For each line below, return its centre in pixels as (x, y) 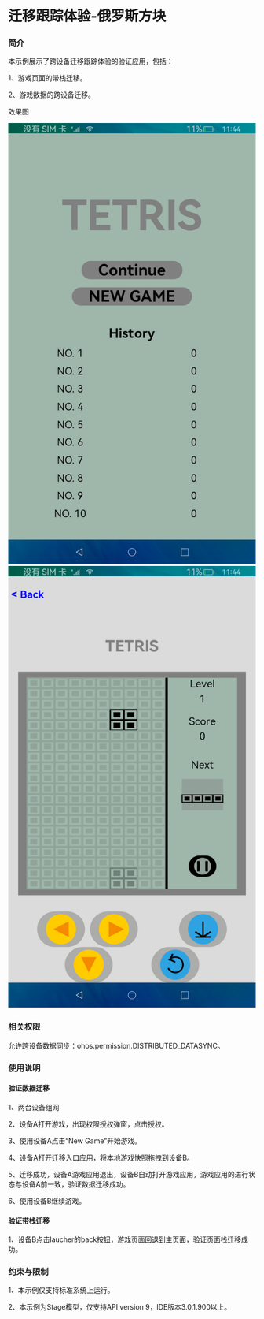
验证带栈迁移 (29, 1220)
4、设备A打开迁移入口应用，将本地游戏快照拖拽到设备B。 (101, 1157)
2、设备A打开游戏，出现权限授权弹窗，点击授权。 (88, 1123)
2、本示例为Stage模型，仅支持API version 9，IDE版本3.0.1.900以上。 (120, 1307)
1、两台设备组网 (34, 1107)
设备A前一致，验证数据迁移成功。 (76, 1184)
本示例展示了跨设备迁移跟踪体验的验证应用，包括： (91, 61)
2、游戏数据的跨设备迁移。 (52, 95)
